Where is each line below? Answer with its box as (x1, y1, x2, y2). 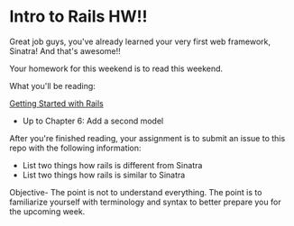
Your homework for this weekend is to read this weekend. (9, 63, 224, 74)
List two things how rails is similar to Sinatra (22, 169, 186, 180)
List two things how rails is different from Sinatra (22, 159, 203, 170)
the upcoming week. (9, 205, 86, 217)
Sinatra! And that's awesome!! (9, 45, 121, 56)
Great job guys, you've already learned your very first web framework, (9, 36, 271, 47)
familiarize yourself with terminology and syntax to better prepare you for (9, 196, 281, 207)
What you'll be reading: (9, 80, 96, 91)
